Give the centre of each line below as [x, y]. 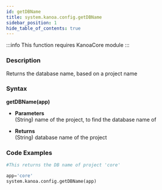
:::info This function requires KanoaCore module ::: [68, 45]
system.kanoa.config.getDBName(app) [51, 181]
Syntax [17, 88]
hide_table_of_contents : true [44, 28]
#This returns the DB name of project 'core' [63, 165]
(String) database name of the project [61, 137]
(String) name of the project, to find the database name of [85, 119]
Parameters [29, 113]
